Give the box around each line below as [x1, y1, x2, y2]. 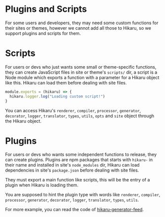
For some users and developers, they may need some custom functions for [5, 20, 159, 26]
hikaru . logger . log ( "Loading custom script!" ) [9, 94, 106, 99]
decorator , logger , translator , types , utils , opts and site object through [5, 113, 155, 119]
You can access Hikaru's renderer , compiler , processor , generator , [5, 107, 141, 113]
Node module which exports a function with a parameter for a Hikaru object [5, 74, 160, 80]
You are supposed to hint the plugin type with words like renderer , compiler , [5, 192, 161, 198]
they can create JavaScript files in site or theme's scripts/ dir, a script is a [5, 69, 158, 75]
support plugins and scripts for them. [5, 30, 81, 36]
